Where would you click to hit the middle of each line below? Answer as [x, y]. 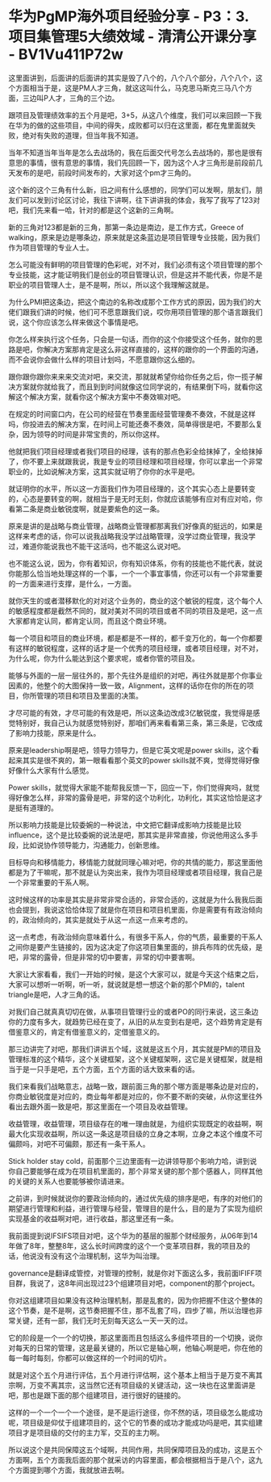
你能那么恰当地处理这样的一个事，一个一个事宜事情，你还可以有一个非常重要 [135, 573]
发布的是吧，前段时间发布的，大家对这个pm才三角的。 [105, 172]
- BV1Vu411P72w [66, 55]
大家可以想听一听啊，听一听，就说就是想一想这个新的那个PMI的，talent [127, 984]
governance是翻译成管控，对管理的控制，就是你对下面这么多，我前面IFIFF [132, 1273]
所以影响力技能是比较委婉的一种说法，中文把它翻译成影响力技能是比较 [125, 825]
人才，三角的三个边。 [83, 98]
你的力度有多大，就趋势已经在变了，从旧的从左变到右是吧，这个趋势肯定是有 [135, 1022]
